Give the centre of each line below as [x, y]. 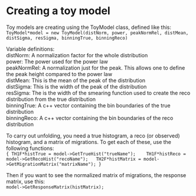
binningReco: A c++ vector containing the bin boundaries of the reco [90, 118]
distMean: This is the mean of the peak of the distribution [76, 80]
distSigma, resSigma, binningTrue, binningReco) [67, 38]
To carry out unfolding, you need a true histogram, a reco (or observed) [93, 135]
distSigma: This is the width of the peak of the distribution [76, 86]
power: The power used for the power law [57, 61]
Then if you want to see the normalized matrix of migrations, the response [96, 175]
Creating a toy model [58, 11]
